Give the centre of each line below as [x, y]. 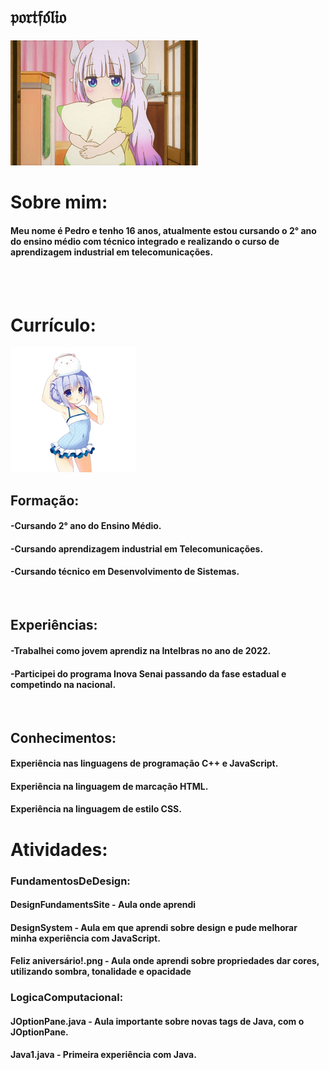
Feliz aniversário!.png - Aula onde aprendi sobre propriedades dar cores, [165, 961]
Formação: [45, 500]
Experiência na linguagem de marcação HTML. [109, 786]
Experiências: [54, 625]
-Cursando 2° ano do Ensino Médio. [86, 526]
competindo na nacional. [63, 684]
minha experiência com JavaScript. [85, 938]
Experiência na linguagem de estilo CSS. [96, 809]
